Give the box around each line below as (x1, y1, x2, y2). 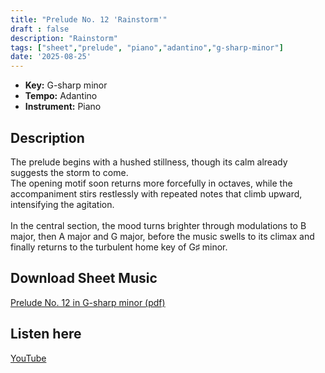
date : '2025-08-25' (10, 52, 92, 62)
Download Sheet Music (10, 270, 158, 287)
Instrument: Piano (24, 101, 102, 113)
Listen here (10, 326, 82, 343)
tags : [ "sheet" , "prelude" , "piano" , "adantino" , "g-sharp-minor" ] (10, 42, 284, 53)
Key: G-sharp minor (24, 79, 108, 91)
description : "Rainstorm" (10, 33, 118, 43)
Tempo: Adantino (24, 90, 98, 102)
